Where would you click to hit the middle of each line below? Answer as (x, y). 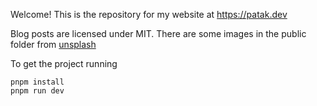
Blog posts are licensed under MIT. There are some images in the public (158, 33)
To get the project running (64, 63)
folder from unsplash (53, 44)
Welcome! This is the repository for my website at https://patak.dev (149, 14)
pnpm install (37, 82)
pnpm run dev (37, 91)
